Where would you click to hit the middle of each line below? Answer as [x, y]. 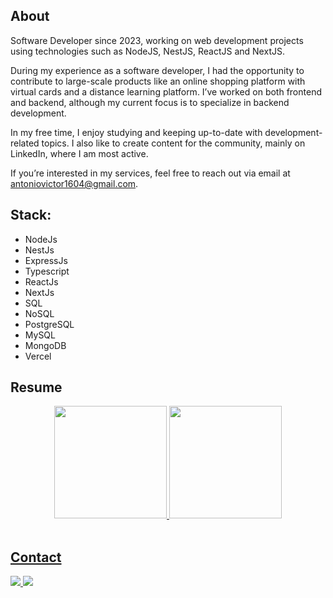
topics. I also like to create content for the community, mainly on [173, 143]
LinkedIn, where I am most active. [79, 153]
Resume [36, 387]
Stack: [31, 215]
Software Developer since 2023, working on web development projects [157, 40]
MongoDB [45, 345]
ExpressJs [46, 260]
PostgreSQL [49, 324]
